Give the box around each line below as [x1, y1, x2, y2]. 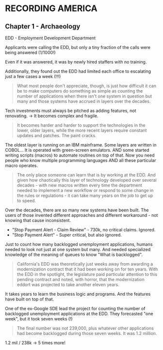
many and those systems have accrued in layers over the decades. [16, 98, 151, 104]
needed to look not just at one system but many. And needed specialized [5, 247, 151, 252]
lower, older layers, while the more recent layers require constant [16, 127, 147, 133]
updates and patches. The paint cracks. [16, 133, 97, 138]
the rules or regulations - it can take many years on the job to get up [16, 192, 153, 198]
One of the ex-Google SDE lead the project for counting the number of [5, 306, 146, 311]
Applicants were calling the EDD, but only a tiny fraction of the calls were [5, 45, 150, 50]
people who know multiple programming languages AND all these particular [5, 158, 156, 163]
